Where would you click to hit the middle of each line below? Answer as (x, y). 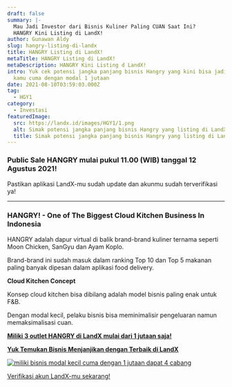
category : (21, 104)
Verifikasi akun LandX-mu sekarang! (59, 376)
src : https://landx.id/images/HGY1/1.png (74, 123)
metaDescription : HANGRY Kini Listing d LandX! (77, 65)
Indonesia (24, 224)
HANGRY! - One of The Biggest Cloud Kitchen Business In (106, 215)
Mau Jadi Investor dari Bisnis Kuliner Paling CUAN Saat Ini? (105, 26)
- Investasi (31, 110)
